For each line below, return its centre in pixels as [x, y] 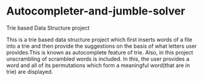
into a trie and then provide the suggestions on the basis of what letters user [101, 46]
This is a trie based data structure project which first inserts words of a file [99, 39]
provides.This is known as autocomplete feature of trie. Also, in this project [100, 52]
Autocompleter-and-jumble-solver [96, 11]
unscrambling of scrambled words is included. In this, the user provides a [98, 59]
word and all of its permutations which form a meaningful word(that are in [98, 65]
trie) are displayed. [30, 71]
